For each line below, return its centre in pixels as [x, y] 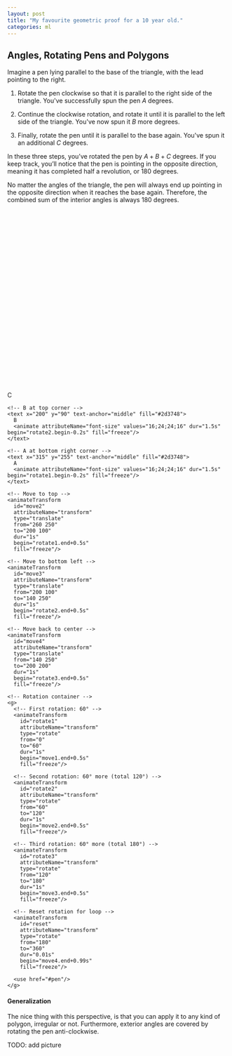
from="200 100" [36, 593]
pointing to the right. [37, 80]
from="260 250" [36, 525]
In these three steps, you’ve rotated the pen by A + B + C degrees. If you [112, 157]
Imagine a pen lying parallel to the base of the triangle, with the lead [105, 72]
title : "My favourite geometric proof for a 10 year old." [95, 20]
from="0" [33, 740]
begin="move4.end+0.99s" [56, 961]
